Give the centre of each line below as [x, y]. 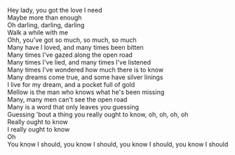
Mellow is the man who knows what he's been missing [86, 92]
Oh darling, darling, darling [46, 25]
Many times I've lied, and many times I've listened [79, 62]
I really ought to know [39, 129]
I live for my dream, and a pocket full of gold [71, 85]
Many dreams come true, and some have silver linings [85, 77]
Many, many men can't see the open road [67, 100]
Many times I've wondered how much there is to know [85, 70]
